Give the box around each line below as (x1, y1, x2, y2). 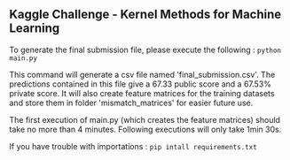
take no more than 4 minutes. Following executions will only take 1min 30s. (9, 124, 282, 134)
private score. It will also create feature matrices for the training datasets (9, 88, 275, 98)
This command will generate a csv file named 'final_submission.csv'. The (9, 69, 276, 80)
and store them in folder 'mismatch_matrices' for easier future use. (9, 97, 254, 108)
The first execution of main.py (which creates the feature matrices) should (9, 114, 281, 125)
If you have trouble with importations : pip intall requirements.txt (9, 141, 257, 151)
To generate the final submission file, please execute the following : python (9, 44, 282, 55)
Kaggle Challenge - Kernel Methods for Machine (9, 7, 282, 22)
